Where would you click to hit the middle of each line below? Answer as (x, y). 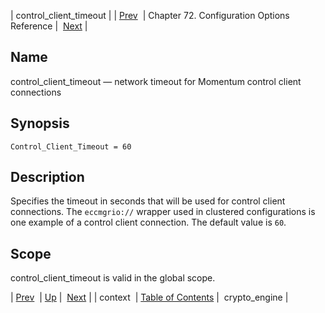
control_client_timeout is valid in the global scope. (113, 278)
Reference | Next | (49, 26)
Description (47, 177)
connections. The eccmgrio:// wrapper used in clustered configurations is (163, 212)
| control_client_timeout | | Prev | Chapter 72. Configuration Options (150, 15)
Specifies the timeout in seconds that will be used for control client (148, 201)
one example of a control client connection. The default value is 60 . (148, 222)
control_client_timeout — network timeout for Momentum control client (156, 81)
